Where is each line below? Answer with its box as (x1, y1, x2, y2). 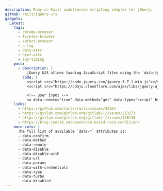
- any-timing (17, 57, 45, 62)
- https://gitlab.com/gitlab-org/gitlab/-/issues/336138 (17, 115, 136, 120)
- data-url (17, 156, 40, 161)
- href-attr (17, 52, 42, 57)
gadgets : (5, 16, 23, 21)
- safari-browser (17, 39, 53, 44)
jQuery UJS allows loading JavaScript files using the (26, 70, 140, 75)
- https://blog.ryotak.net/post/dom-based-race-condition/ (17, 120, 140, 124)
